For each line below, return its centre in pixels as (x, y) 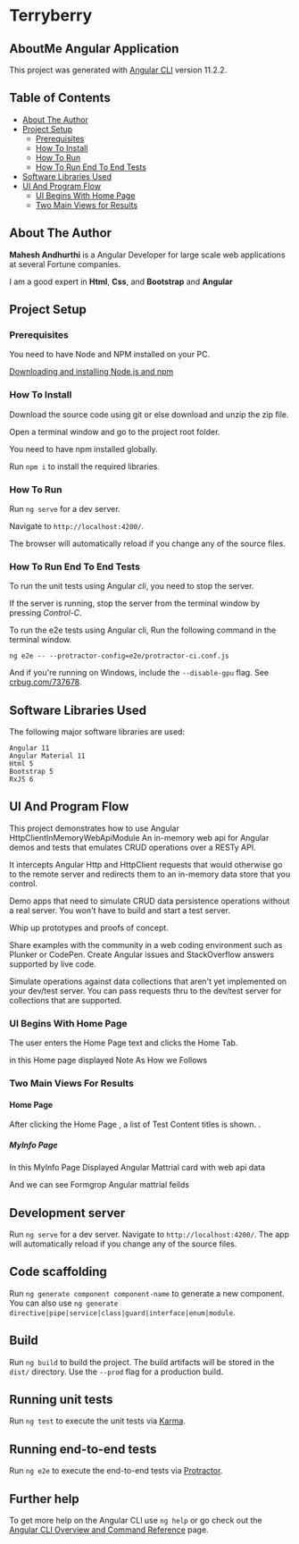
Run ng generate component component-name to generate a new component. (147, 1293)
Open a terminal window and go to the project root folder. (115, 432)
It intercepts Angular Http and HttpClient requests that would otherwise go (146, 864)
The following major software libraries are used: (97, 732)
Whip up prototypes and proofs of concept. (89, 927)
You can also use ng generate (64, 1303)
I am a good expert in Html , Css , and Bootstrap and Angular (121, 281)
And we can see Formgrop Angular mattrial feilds (100, 1185)
